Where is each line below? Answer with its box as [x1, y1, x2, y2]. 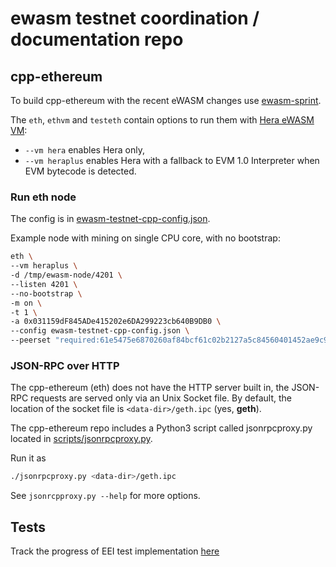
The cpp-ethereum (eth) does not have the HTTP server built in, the [10, 382, 290, 394]
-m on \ [10, 298, 43, 308]
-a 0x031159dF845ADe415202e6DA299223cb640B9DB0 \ [10, 317, 222, 327]
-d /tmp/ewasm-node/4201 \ [10, 270, 123, 281]
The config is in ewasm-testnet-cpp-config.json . [10, 213, 211, 225]
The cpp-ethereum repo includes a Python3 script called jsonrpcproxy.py [10, 422, 313, 434]
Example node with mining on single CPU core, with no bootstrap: [10, 232, 281, 244]
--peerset [10, 335, 52, 346]
